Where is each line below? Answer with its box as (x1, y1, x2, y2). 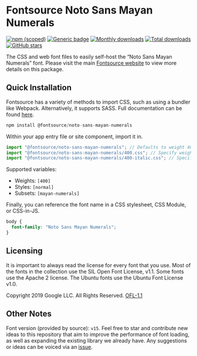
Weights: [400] (14, 177, 51, 184)
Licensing (6, 246, 43, 256)
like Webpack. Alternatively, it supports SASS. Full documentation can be (6, 104, 182, 112)
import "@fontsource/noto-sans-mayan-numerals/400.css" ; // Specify (6, 149, 177, 156)
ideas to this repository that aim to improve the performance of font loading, (6, 331, 189, 338)
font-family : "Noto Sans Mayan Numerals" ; (11, 224, 117, 230)
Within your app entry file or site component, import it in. (6, 133, 143, 140)
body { (6, 219, 22, 225)
